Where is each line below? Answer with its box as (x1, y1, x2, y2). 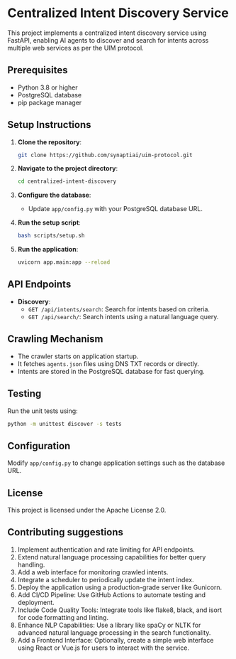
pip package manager (17, 98, 82, 107)
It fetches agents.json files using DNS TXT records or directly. (17, 359, 200, 368)
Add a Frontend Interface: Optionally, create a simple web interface (17, 636, 214, 644)
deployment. (17, 598, 55, 606)
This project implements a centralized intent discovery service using (7, 28, 207, 37)
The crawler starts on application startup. (17, 352, 139, 360)
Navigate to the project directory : (17, 164, 118, 173)
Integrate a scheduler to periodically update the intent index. (17, 575, 194, 584)
